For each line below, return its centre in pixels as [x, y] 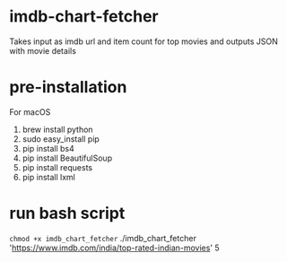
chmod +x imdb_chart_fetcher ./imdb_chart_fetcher [103, 238]
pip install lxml [49, 177]
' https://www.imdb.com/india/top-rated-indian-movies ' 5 [114, 248]
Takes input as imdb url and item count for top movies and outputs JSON [143, 41]
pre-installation [68, 87]
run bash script [67, 214]
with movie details [43, 50]
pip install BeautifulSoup [67, 158]
